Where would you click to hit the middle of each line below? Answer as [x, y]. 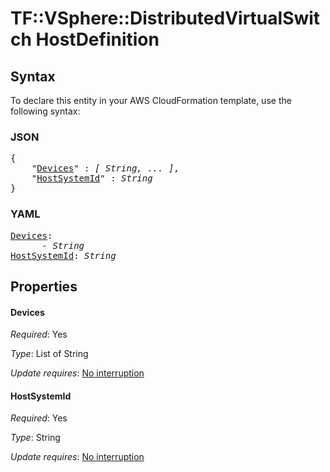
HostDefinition [97, 39]
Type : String [35, 438]
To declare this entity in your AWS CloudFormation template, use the [151, 100]
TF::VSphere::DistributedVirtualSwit [165, 18]
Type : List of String [49, 354]
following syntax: [45, 111]
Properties [44, 286]
